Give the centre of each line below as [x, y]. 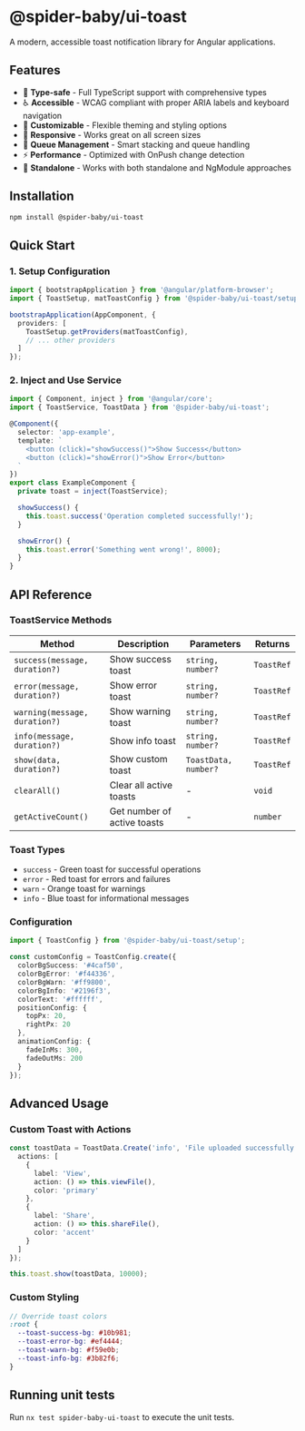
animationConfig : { [54, 1042]
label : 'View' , [62, 1173]
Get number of [141, 811]
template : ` [40, 441]
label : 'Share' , [64, 1216]
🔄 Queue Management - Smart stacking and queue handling [136, 144]
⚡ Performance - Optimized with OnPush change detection [133, 154]
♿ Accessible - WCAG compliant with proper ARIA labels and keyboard [156, 103]
